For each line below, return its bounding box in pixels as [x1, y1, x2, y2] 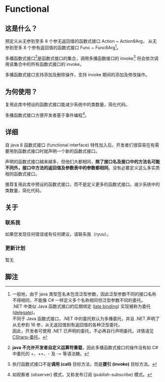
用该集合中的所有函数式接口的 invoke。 [5, 61, 84, 67]
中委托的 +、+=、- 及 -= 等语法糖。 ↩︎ [12, 351, 89, 357]
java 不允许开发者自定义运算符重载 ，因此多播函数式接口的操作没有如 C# [12, 345, 159, 351]
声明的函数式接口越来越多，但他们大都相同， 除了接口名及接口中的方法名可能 [5, 158, 160, 164]
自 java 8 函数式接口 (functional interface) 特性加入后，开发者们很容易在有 [5, 142, 155, 148]
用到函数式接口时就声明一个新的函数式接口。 [9, 148, 100, 154]
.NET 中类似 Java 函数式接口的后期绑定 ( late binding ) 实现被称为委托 [12, 303, 151, 309]
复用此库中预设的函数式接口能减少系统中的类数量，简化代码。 [5, 102, 130, 108]
